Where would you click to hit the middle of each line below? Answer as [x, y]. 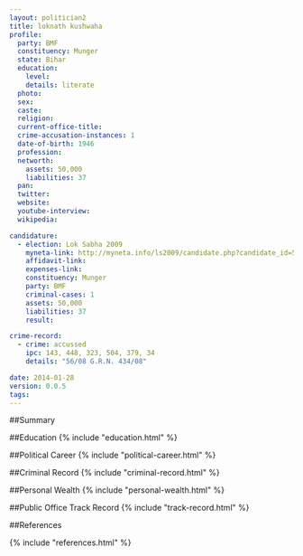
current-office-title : [60, 127]
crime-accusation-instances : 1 [76, 136]
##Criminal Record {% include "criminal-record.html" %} [115, 473]
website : [34, 203]
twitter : [34, 194]
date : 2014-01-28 [42, 377]
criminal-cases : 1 [60, 295]
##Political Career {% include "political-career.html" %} [113, 455]
